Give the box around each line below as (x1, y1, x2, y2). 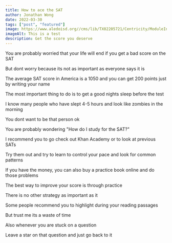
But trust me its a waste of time (5, 212, 71, 218)
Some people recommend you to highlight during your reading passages (5, 202, 158, 208)
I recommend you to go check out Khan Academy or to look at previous (5, 136, 156, 142)
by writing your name (5, 80, 50, 87)
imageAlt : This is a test (5, 31, 60, 36)
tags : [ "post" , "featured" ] (5, 22, 66, 27)
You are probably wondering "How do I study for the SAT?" (5, 126, 130, 132)
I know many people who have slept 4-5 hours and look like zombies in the (5, 100, 163, 107)
